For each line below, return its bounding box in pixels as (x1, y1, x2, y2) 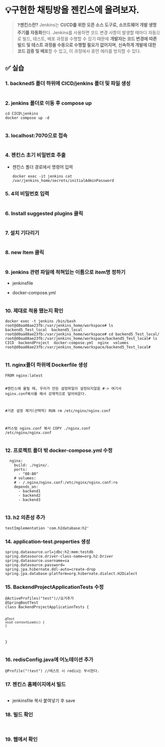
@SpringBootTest (5, 600, 38, 606)
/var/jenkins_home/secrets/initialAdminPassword (12, 178, 114, 183)
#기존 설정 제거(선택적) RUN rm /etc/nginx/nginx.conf (5, 408, 111, 413)
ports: (14, 467, 28, 472)
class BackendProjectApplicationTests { (5, 605, 90, 610)
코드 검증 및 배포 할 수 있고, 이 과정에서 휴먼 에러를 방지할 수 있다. (17, 48, 141, 54)
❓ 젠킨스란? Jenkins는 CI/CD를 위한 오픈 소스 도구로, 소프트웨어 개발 (17, 22, 148, 28)
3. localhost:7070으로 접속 (5, 132, 68, 139)
